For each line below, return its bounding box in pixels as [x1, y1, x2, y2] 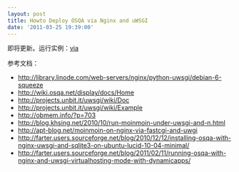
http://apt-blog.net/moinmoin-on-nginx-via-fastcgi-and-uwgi [17, 126, 198, 135]
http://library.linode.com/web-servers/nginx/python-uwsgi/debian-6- [17, 73, 223, 82]
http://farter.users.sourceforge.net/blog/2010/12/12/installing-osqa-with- [17, 134, 232, 142]
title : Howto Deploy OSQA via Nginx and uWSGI [7, 17, 148, 24]
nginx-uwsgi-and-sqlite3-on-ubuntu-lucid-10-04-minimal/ [17, 141, 190, 150]
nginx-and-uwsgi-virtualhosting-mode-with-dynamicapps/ [17, 156, 191, 165]
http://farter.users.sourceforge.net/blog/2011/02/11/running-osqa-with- [17, 149, 227, 157]
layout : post [7, 10, 46, 18]
